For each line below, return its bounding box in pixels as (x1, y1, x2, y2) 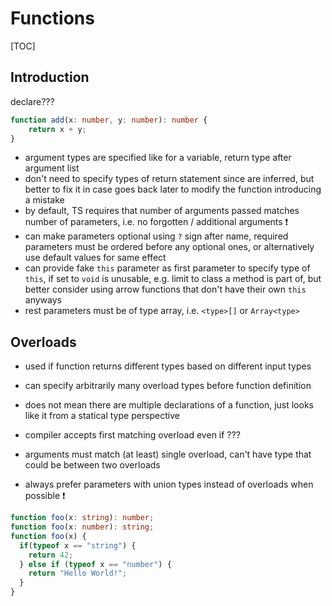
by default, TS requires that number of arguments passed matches (24, 205, 300, 217)
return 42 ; (28, 550, 74, 560)
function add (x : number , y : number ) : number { (10, 115, 208, 125)
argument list (24, 162, 80, 174)
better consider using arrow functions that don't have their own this (24, 283, 307, 296)
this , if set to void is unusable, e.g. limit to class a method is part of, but (24, 273, 322, 285)
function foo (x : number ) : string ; (10, 522, 155, 532)
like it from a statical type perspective (24, 410, 181, 422)
